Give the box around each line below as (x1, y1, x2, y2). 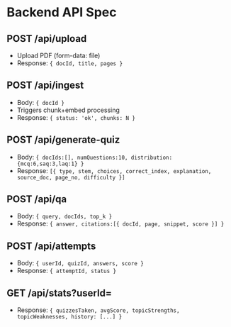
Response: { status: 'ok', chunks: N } (16, 113, 136, 121)
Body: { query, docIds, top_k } (16, 212, 113, 221)
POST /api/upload (6, 33, 87, 45)
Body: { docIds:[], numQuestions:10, (16, 153, 128, 161)
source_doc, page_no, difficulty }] (16, 174, 125, 181)
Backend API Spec (6, 4, 117, 21)
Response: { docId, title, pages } (16, 59, 123, 67)
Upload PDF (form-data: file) (16, 51, 101, 60)
